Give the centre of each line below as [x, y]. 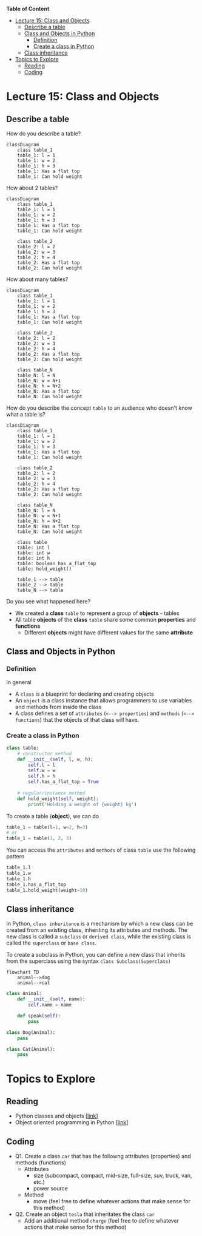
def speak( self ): [39, 1016]
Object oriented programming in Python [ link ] [72, 1122]
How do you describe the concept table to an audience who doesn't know [99, 408]
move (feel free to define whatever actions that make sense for [112, 1201]
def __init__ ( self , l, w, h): [56, 759]
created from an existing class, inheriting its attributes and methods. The [97, 930]
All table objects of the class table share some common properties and [105, 620]
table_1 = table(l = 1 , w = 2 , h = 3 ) [47, 827]
